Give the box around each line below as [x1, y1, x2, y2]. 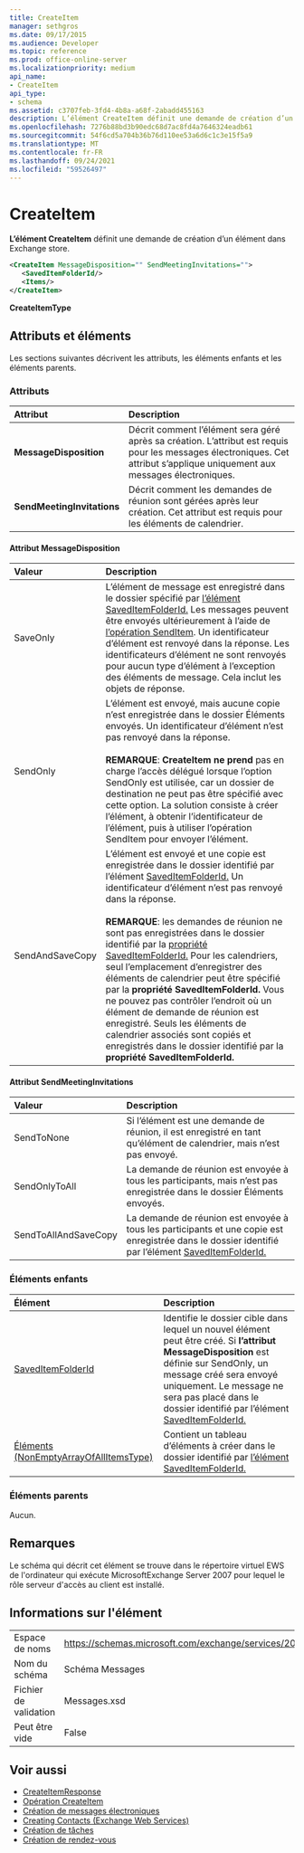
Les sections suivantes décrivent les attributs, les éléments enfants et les [9, 352, 282, 363]
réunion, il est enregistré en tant [126, 1126, 261, 1138]
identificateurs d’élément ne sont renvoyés [105, 649, 287, 661]
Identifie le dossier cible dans [163, 1311, 288, 1324]
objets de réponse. [105, 682, 185, 695]
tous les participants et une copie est [126, 1223, 283, 1236]
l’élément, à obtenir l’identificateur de [105, 811, 263, 823]
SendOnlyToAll [14, 1180, 77, 1193]
